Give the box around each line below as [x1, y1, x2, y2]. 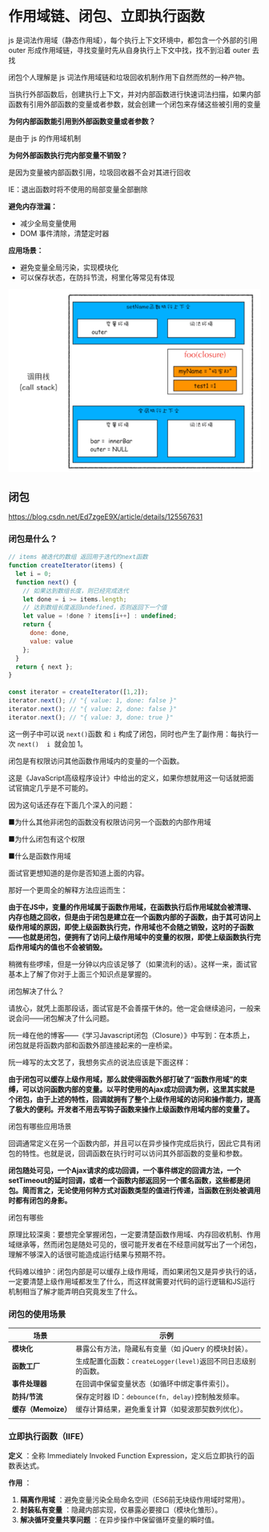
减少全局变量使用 [19, 218, 77, 228]
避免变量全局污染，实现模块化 [19, 262, 118, 272]
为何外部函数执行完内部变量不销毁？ [8, 150, 128, 160]
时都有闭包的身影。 [8, 1195, 72, 1205]
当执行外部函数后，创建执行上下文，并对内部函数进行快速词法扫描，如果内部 [8, 89, 261, 99]
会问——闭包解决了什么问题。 [14, 1013, 114, 1023]
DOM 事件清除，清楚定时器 [19, 228, 110, 238]
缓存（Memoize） [11, 1404, 72, 1413]
